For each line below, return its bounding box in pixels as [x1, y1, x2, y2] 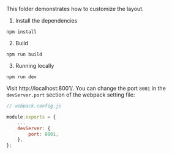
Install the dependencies [15, 17, 78, 24]
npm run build [6, 51, 43, 57]
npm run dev [6, 74, 37, 80]
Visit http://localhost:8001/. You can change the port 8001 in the [6, 85, 166, 92]
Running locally [15, 62, 54, 69]
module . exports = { [6, 114, 56, 120]
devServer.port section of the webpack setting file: [6, 91, 135, 98]
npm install [6, 29, 37, 35]
